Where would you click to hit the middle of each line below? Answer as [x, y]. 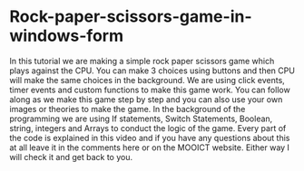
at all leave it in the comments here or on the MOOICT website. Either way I [150, 147]
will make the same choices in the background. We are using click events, [147, 80]
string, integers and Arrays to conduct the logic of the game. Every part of [148, 128]
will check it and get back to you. [71, 157]
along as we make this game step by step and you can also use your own [146, 99]
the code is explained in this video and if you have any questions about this [150, 138]
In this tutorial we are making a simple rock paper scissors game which [142, 61]
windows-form [67, 36]
